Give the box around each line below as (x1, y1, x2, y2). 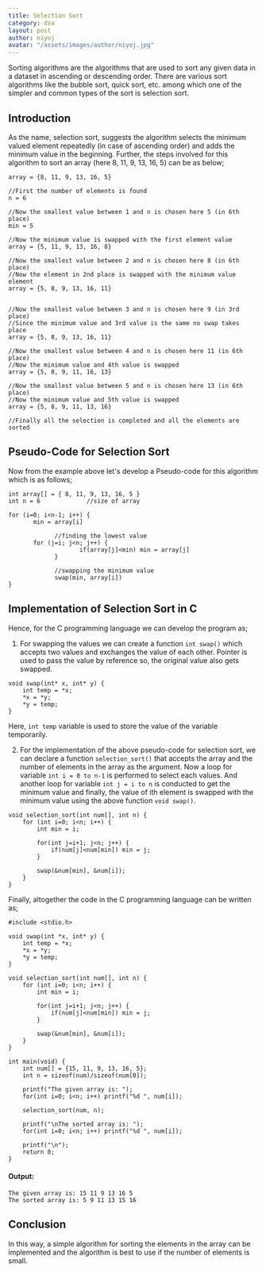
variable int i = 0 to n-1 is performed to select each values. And (19, 770, 238, 780)
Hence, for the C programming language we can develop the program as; (8, 623, 249, 633)
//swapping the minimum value (54, 566, 155, 575)
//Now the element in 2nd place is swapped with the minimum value (8, 270, 237, 278)
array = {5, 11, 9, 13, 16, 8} (8, 242, 112, 250)
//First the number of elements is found (8, 187, 148, 195)
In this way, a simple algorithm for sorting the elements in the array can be (8, 1239, 252, 1248)
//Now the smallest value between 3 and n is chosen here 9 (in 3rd (8, 305, 240, 313)
